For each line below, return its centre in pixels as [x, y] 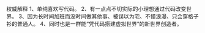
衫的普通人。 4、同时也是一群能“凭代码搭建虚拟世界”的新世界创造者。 [94, 24]
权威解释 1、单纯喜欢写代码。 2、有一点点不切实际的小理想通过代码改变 [96, 9]
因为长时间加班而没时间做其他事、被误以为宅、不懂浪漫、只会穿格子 [113, 16]
